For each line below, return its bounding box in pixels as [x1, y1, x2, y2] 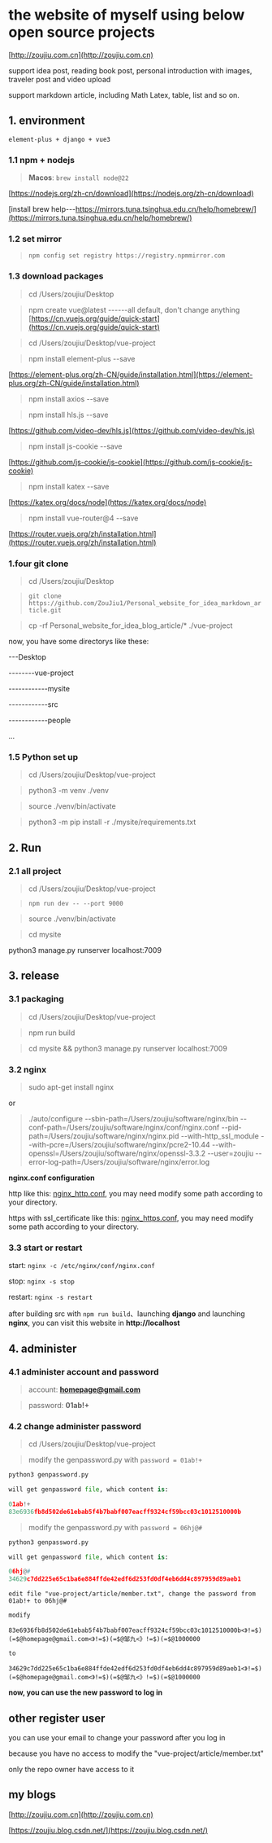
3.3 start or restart [8, 1242, 83, 1253]
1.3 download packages [8, 270, 104, 282]
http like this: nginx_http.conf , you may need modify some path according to [8, 1188, 263, 1198]
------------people [8, 715, 71, 725]
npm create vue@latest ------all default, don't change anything [28, 305, 240, 314]
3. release [8, 969, 59, 983]
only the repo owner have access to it [8, 1765, 135, 1774]
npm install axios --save [28, 393, 110, 404]
